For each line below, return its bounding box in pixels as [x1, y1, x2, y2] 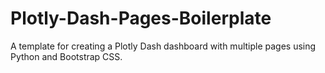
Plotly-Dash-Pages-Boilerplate [10, 7, 272, 30]
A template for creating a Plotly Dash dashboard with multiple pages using [10, 40, 317, 52]
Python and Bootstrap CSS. [10, 50, 123, 62]
